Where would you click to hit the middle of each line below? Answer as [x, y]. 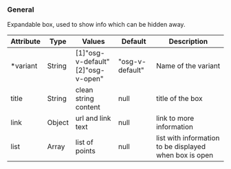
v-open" [89, 79]
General [21, 10]
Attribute [26, 41]
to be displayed [181, 147]
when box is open [185, 155]
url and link [93, 118]
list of [85, 142]
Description [188, 41]
